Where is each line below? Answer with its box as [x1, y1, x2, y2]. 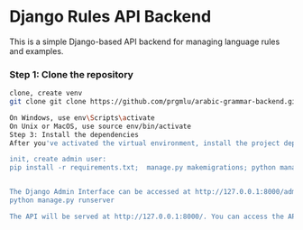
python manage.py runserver [9, 196, 115, 205]
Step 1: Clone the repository [9, 68, 133, 80]
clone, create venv [9, 88, 83, 98]
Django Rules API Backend [9, 6, 212, 27]
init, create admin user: [9, 155, 106, 164]
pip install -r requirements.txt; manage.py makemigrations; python [9, 163, 277, 172]
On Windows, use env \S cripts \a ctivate [9, 113, 155, 123]
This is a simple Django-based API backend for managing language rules [9, 36, 280, 47]
